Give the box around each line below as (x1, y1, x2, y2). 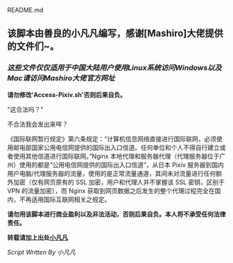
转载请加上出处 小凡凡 (7, 233, 68, 242)
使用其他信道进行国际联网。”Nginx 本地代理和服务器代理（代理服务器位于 (12, 152, 220, 160)
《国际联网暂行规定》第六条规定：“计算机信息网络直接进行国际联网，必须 (7, 134, 217, 143)
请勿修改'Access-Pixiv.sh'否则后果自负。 (7, 90, 127, 99)
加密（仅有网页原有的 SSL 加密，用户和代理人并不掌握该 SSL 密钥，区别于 (12, 178, 225, 186)
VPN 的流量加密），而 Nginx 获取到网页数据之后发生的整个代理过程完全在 (7, 186, 215, 194)
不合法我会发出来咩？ (7, 120, 68, 128)
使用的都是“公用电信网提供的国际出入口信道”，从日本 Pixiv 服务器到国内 (19, 161, 224, 169)
